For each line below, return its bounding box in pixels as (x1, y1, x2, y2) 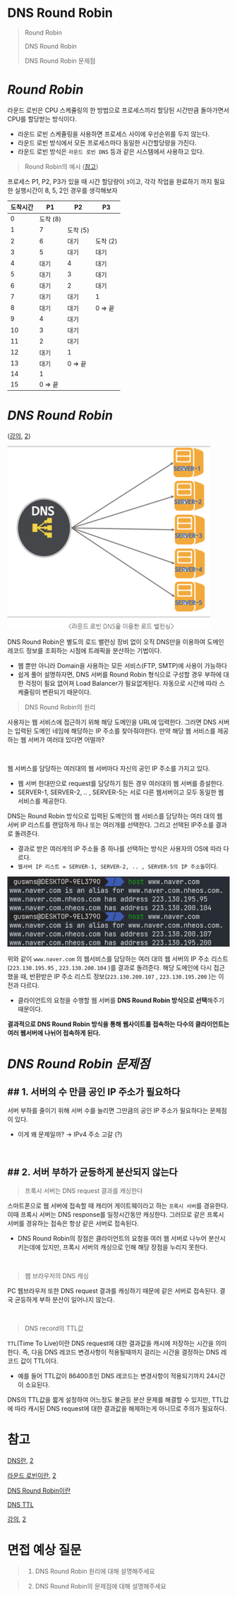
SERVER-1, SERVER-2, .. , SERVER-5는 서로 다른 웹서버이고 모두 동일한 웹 (17, 788, 224, 796)
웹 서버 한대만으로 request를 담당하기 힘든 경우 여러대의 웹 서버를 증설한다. (17, 779, 224, 787)
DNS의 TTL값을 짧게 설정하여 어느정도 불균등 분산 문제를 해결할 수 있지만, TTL (7, 1395, 224, 1404)
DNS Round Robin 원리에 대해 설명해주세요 (35, 1567, 155, 1575)
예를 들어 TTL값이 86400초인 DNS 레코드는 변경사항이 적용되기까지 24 (17, 1371, 214, 1380)
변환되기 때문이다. (42, 688, 92, 696)
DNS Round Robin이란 (7, 1486, 71, 1495)
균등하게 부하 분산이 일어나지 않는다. (14, 1295, 115, 1304)
